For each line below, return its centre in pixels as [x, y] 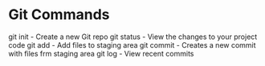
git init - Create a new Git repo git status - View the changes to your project [133, 37]
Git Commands [59, 15]
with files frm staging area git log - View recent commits [101, 53]
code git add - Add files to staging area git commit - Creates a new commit [132, 45]
